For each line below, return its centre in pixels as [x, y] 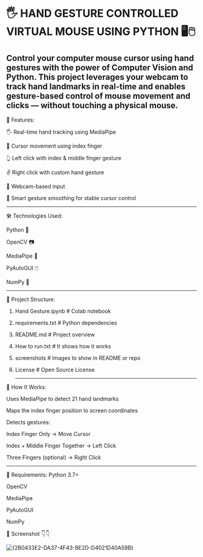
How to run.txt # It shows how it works [63, 346]
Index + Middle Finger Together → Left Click [61, 446]
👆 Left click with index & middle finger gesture [64, 158]
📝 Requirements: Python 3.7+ [43, 475]
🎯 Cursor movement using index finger [54, 146]
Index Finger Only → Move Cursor [48, 434]
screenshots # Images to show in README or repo [78, 358]
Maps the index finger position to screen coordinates [72, 410]
